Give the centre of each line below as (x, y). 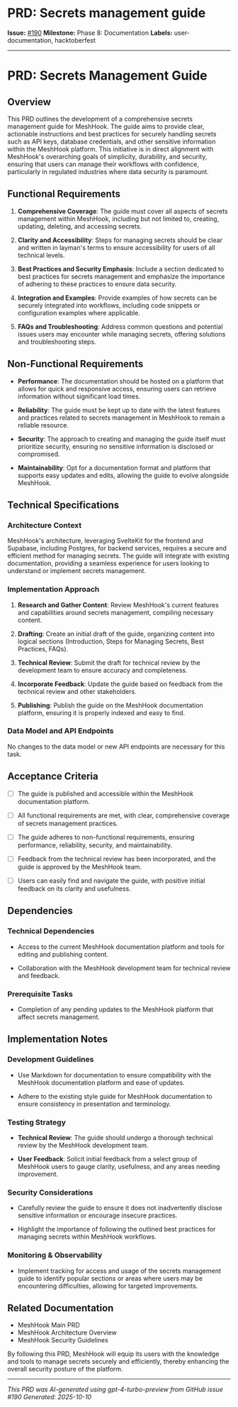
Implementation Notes (58, 1039)
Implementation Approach (53, 590)
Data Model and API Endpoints (61, 731)
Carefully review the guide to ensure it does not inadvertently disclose (120, 1208)
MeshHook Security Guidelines (63, 1340)
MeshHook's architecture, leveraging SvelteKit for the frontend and (105, 540)
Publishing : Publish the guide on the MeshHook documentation (110, 705)
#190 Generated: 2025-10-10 (50, 1397)
